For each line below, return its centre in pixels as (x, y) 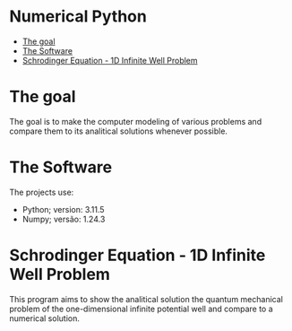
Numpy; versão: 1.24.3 (64, 219)
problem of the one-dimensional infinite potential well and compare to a (141, 309)
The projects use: (42, 192)
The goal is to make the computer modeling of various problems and (136, 121)
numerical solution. (45, 318)
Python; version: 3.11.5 (63, 209)
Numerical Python (78, 17)
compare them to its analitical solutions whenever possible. (119, 131)
